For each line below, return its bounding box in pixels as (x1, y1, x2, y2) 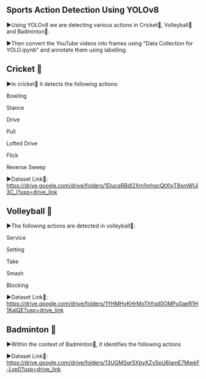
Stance (6, 104, 25, 111)
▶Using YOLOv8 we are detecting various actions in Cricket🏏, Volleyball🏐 (6, 21, 193, 28)
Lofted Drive (6, 139, 38, 147)
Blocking (6, 281, 29, 289)
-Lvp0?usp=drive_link (6, 366, 61, 373)
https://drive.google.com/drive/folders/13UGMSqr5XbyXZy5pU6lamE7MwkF (6, 359, 200, 367)
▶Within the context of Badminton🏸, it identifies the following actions (6, 340, 181, 348)
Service (6, 234, 26, 242)
